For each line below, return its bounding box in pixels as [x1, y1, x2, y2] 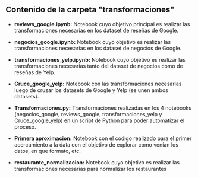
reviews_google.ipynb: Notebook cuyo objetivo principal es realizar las [14, 20, 190, 27]
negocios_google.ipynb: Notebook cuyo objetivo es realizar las [14, 38, 171, 45]
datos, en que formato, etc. [14, 147, 81, 154]
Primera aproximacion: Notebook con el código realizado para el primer [14, 135, 192, 142]
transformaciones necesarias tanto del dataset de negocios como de [14, 62, 183, 69]
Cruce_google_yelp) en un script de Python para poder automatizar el [14, 117, 185, 124]
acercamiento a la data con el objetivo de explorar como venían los [14, 141, 179, 148]
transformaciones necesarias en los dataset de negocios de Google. [14, 44, 182, 52]
